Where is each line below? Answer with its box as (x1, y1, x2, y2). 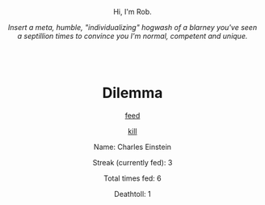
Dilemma (102, 84, 163, 102)
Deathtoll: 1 (113, 189, 152, 199)
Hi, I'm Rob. (113, 7, 152, 16)
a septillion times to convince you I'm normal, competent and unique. (17, 32, 248, 41)
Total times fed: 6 (103, 173, 162, 183)
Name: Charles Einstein (93, 142, 172, 152)
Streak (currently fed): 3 (92, 157, 173, 167)
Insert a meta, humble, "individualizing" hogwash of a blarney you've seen (7, 23, 258, 32)
